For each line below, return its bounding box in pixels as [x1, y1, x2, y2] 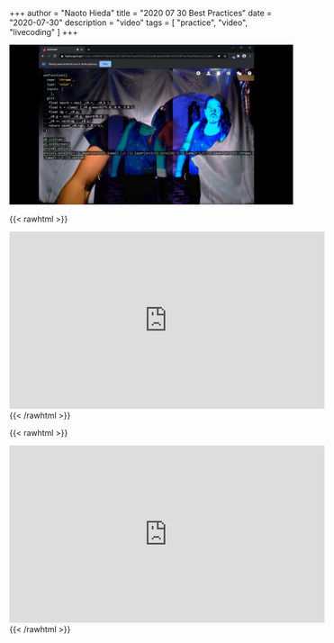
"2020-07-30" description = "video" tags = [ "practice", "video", [9, 17, 248, 28]
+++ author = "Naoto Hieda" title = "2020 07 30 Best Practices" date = [9, 8, 273, 18]
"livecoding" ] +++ [9, 27, 78, 37]
